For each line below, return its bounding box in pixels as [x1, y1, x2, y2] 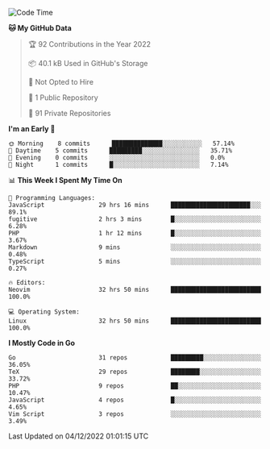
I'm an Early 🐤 [8, 124, 56, 133]
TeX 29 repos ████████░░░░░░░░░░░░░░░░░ [8, 368, 262, 376]
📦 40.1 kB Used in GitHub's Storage [27, 59, 148, 68]
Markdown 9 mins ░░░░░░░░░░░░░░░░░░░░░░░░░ [8, 243, 262, 252]
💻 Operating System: [8, 308, 81, 316]
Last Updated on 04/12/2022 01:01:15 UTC [8, 431, 149, 441]
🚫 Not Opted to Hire [27, 77, 94, 86]
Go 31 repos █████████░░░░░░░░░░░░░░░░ [8, 354, 262, 362]
